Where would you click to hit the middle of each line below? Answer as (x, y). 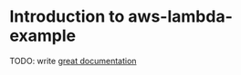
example (43, 36)
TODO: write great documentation (73, 61)
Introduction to (67, 17)
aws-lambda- (180, 17)
